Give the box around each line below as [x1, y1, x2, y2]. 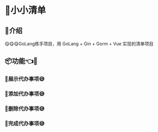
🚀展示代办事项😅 [5, 75, 45, 82]
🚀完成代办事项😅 [5, 120, 45, 127]
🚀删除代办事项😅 [5, 105, 45, 112]
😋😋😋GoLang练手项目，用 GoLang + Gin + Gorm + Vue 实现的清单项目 [5, 41, 154, 47]
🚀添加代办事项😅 [5, 91, 45, 98]
